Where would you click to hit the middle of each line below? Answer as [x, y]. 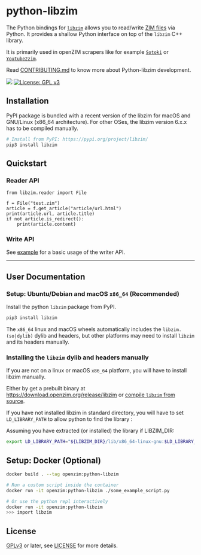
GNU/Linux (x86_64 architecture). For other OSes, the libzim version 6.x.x [97, 122]
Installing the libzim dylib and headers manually [77, 357]
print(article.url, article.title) [51, 214]
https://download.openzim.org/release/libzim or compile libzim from [91, 395]
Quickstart [27, 163]
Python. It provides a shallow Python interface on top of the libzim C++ [94, 34]
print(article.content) [47, 225]
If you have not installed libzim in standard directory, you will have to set [95, 413]
